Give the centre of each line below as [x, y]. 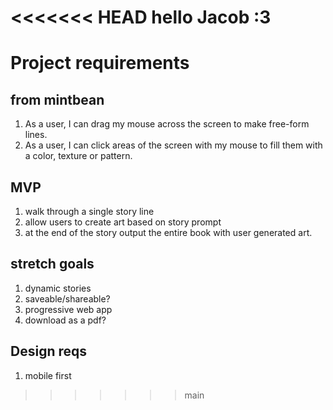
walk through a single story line [89, 211]
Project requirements [100, 63]
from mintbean [57, 99]
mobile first [48, 375]
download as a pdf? [65, 320]
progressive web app [68, 309]
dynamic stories [58, 288]
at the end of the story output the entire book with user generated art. [168, 232]
